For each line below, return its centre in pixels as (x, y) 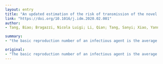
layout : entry (19, 9)
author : (13, 23)
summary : (14, 36)
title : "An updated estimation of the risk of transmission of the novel (81, 14)
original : (15, 49)
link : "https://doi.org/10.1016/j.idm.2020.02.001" (58, 18)
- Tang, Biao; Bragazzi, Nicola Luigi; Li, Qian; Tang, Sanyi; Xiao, (77, 28)
